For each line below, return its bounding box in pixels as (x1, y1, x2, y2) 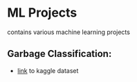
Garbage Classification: (7, 48, 112, 60)
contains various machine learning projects (7, 28, 130, 36)
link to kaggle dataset (17, 66, 79, 74)
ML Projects (7, 5, 77, 21)
